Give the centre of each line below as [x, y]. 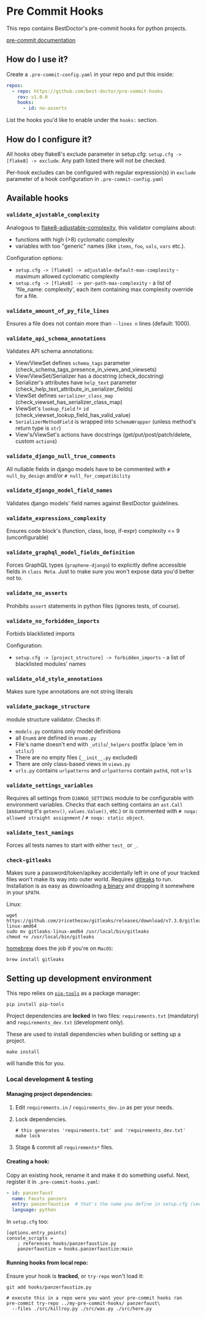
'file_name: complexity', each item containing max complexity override [104, 289]
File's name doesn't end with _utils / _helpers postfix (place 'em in [99, 744]
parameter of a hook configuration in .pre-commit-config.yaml [85, 178]
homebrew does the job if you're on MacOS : [60, 948]
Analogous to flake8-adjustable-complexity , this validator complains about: [101, 228]
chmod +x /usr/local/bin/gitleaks [51, 937]
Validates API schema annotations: [50, 351]
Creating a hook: [28, 1162]
